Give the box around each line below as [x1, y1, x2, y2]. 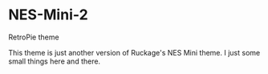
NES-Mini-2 [8, 6, 88, 24]
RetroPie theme [8, 32, 59, 42]
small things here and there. [8, 56, 101, 66]
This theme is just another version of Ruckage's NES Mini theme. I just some [8, 47, 261, 57]
